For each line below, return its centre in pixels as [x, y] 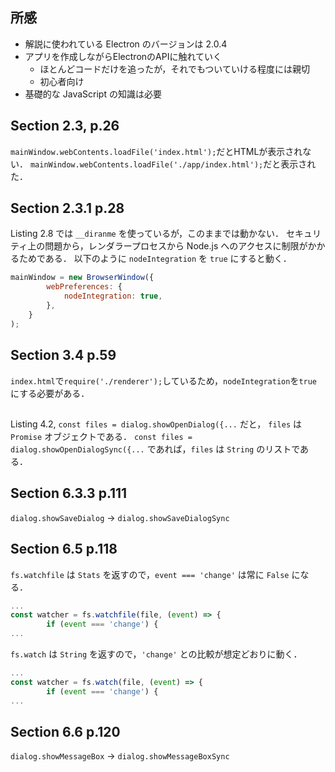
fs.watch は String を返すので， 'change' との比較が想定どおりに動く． [156, 654]
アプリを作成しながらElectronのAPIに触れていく [123, 56]
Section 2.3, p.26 [65, 126]
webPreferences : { [84, 287]
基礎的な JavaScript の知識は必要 [93, 94]
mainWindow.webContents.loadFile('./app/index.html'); [146, 164]
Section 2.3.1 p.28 [67, 208]
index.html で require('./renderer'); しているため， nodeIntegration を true [164, 380]
